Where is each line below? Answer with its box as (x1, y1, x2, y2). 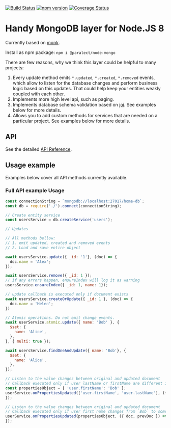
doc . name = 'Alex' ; (10, 259, 51, 264)
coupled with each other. (12, 91, 65, 97)
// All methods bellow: (5, 236, 56, 241)
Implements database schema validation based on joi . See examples (12, 101, 156, 108)
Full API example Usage (5, 187, 65, 194)
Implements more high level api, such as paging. (12, 96, 115, 102)
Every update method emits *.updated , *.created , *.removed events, (12, 74, 155, 81)
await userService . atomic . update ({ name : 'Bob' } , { (5, 320, 120, 325)
